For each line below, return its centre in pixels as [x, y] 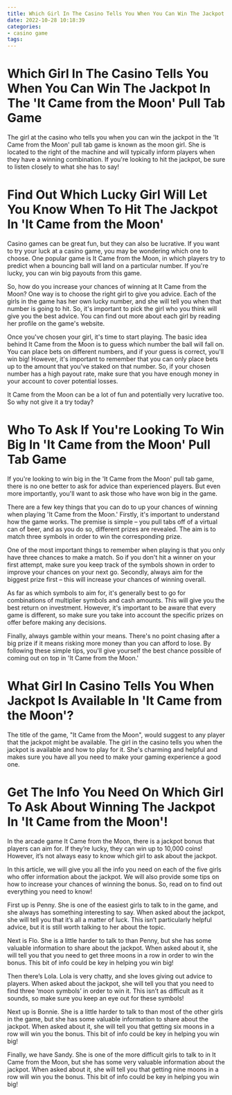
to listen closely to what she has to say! [63, 167]
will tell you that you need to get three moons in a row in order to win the [110, 955]
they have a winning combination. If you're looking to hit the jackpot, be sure [116, 160]
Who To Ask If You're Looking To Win [116, 430]
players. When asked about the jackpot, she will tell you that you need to [111, 983]
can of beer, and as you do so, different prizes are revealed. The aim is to [111, 529]
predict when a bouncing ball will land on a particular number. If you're [108, 266]
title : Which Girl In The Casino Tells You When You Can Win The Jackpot [116, 14]
